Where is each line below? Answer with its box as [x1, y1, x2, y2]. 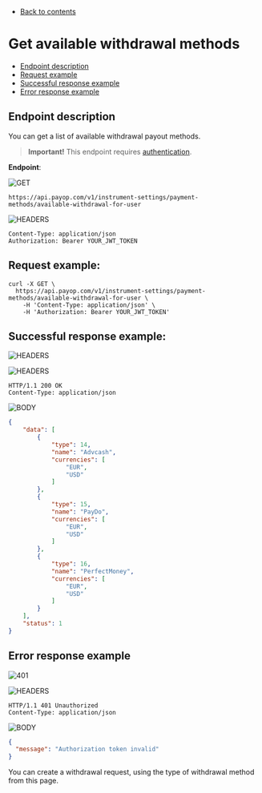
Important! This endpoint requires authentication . [27, 147, 192, 156]
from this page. [8, 776, 58, 786]
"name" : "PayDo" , [50, 508, 110, 516]
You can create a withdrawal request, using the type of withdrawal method [8, 767, 255, 777]
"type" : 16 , [50, 560, 91, 568]
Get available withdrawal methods [8, 35, 240, 53]
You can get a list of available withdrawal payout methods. [8, 131, 201, 141]
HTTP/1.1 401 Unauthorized [8, 701, 99, 710]
